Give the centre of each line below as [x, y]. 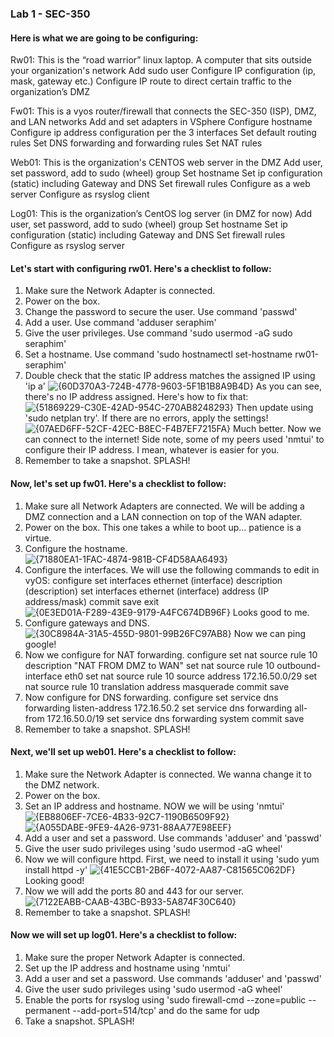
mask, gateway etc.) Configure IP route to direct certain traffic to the [151, 81]
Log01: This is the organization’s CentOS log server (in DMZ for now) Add [161, 214]
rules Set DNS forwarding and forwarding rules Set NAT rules [136, 143]
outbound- [299, 665]
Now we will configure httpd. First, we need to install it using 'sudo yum [172, 859]
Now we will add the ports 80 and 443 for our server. [134, 891]
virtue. [38, 538]
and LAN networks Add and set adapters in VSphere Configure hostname [161, 122]
